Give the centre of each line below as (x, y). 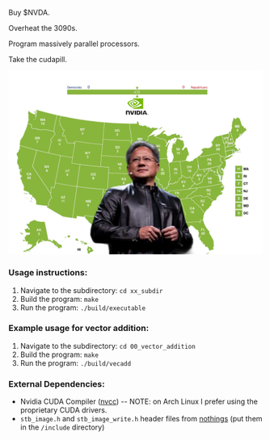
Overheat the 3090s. (43, 28)
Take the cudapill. (38, 59)
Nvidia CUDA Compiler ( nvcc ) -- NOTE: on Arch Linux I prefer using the (139, 402)
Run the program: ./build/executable (83, 308)
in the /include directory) (62, 427)
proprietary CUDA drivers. (63, 410)
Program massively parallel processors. (74, 44)
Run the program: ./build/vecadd (76, 362)
